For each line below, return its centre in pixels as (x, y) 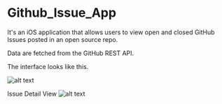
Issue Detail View (32, 94)
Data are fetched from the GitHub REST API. (71, 53)
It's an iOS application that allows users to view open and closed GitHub (111, 32)
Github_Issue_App (62, 13)
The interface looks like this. (48, 66)
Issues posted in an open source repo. (63, 39)
